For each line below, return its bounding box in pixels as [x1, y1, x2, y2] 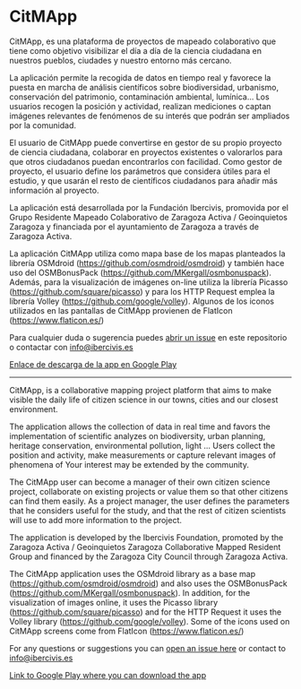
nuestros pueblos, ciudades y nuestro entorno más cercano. [9, 55, 232, 65]
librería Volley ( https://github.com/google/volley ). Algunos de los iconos [9, 296, 275, 306]
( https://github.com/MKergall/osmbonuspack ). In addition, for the [9, 587, 251, 598]
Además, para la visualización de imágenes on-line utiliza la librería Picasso [9, 276, 288, 288]
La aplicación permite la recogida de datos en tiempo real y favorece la [9, 72, 271, 82]
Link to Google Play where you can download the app [9, 669, 207, 680]
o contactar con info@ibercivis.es [9, 341, 133, 352]
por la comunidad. [9, 119, 76, 131]
